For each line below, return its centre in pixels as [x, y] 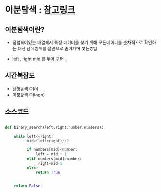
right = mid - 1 [50, 163]
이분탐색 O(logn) [28, 95]
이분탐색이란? [25, 30]
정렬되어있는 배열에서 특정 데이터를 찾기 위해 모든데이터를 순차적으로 [78, 42]
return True [48, 172]
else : [32, 168]
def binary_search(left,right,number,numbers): [55, 127]
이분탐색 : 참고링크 [40, 10]
